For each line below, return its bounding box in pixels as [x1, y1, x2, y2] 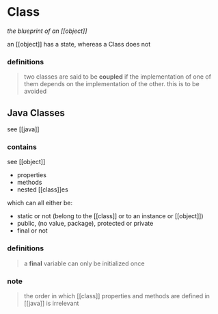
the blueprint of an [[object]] [7, 27, 87, 35]
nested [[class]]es [16, 185, 68, 194]
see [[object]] [7, 158, 46, 166]
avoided [23, 87, 47, 96]
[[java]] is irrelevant [23, 299, 79, 307]
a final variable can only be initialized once [23, 259, 145, 267]
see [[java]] [7, 125, 40, 133]
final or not [16, 226, 48, 235]
